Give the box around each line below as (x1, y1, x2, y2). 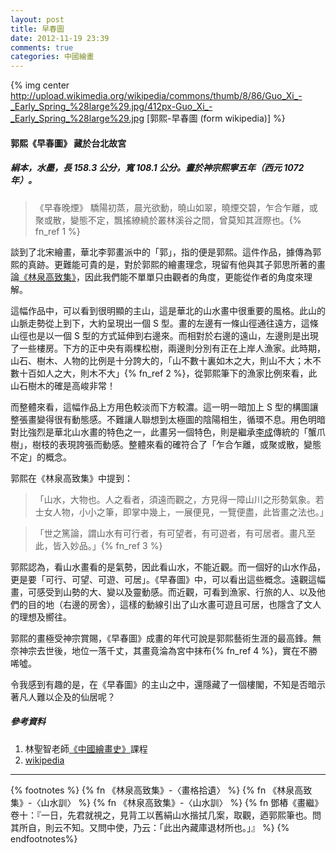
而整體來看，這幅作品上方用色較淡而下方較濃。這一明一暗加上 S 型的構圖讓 (10, 401, 319, 413)
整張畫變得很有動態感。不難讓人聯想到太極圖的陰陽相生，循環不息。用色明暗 (10, 413, 326, 425)
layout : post (10, 14, 65, 25)
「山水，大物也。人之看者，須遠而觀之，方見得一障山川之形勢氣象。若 (34, 493, 325, 505)
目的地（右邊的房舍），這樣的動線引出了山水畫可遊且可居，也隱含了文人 (27, 598, 322, 610)
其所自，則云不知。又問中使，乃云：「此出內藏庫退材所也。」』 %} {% (10, 821, 290, 833)
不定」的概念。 (10, 451, 72, 463)
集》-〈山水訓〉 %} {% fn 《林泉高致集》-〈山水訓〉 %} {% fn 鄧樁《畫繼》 (10, 796, 324, 808)
